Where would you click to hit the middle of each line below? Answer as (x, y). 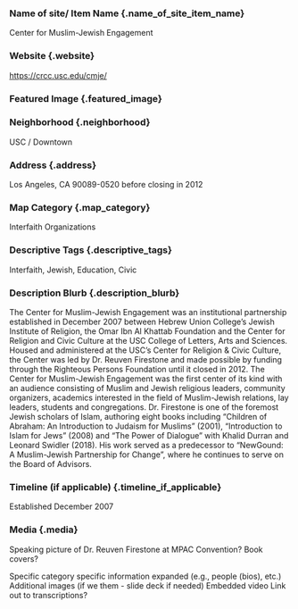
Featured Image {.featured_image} (86, 98)
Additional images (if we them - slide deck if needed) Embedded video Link (148, 585)
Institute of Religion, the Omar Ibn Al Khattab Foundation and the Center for (147, 331)
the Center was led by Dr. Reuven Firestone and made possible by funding (146, 359)
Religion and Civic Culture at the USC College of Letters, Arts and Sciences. (149, 341)
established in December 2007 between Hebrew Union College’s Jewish (142, 321)
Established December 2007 (62, 506)
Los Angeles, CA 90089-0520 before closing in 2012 (106, 185)
